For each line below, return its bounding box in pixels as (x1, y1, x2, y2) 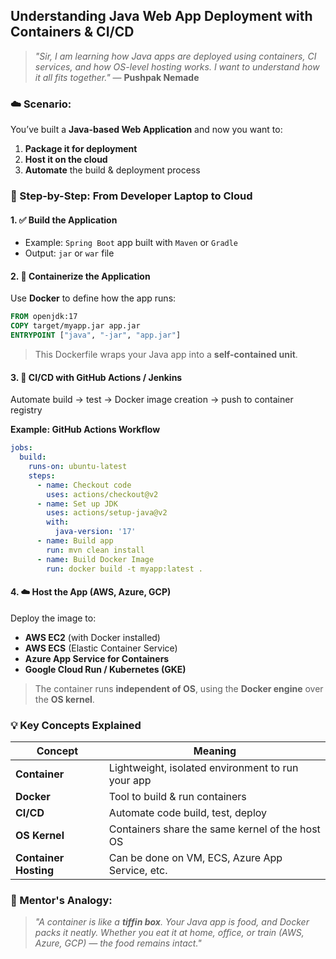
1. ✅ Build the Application (10, 214, 118, 226)
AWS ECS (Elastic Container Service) (24, 642, 178, 654)
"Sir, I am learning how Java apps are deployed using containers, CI (34, 50, 317, 62)
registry (10, 404, 43, 416)
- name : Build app (36, 536, 114, 546)
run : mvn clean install (46, 545, 145, 555)
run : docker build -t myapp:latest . (46, 564, 203, 574)
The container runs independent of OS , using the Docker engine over (34, 682, 324, 694)
